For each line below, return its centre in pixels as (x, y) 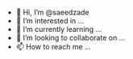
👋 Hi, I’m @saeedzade (53, 12)
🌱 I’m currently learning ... (59, 29)
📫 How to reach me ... (53, 47)
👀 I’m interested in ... (50, 21)
